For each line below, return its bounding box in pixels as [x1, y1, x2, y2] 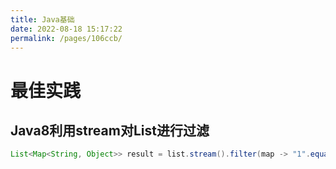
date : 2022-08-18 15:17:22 [10, 24, 123, 34]
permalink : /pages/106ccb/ [10, 33, 123, 43]
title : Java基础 [10, 14, 75, 25]
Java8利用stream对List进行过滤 [10, 122, 210, 139]
